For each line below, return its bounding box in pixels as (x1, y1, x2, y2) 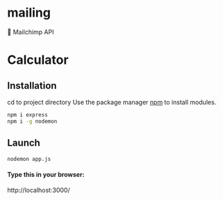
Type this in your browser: (7, 170, 85, 178)
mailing (7, 5, 51, 21)
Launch (7, 137, 40, 149)
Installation (7, 80, 57, 91)
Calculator (7, 52, 69, 68)
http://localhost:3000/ (7, 186, 71, 194)
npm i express (7, 111, 49, 119)
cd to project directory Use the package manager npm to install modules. (7, 98, 217, 106)
